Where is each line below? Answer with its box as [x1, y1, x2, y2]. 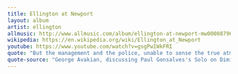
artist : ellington [7, 23, 62, 30]
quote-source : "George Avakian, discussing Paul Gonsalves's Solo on [7, 56, 217, 63]
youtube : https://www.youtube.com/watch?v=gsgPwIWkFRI [7, 43, 173, 50]
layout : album [7, 17, 50, 24]
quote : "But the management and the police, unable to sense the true [7, 50, 220, 57]
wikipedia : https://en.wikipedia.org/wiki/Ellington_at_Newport [7, 37, 201, 44]
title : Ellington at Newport [7, 10, 93, 18]
